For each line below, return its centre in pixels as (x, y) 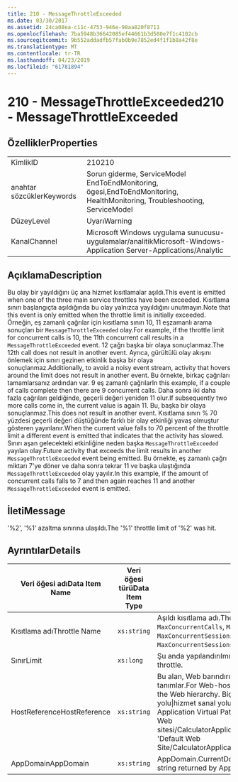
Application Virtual (188, 712)
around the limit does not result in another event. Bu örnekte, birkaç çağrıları (119, 375)
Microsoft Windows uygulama (136, 232)
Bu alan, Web (179, 677)
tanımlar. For (177, 685)
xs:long (130, 661)
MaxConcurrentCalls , (191, 627)
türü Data (134, 588)
